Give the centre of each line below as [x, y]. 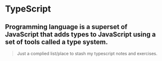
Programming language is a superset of [66, 27]
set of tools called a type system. [57, 42]
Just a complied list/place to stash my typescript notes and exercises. [87, 53]
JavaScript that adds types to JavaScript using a [81, 34]
